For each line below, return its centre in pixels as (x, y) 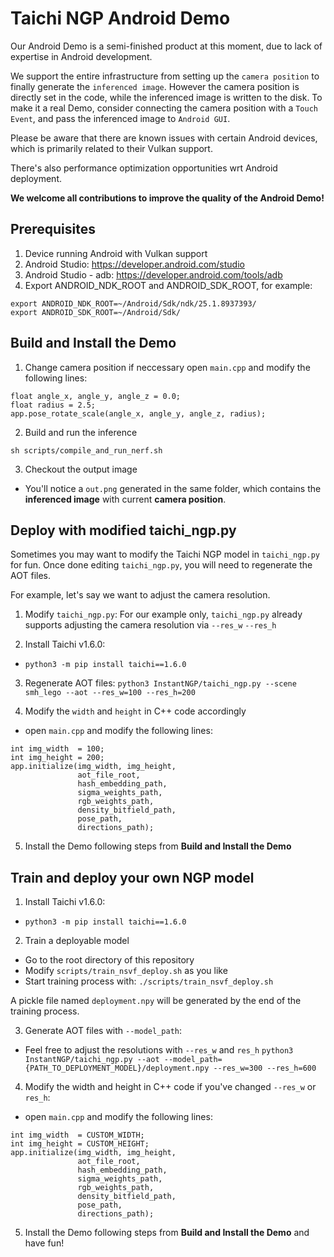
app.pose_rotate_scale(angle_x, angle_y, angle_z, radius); (138, 413)
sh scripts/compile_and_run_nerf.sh (86, 450)
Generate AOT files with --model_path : (103, 1031)
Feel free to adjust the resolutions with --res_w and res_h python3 (159, 1050)
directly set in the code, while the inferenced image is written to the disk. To (166, 97)
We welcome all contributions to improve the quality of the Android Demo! (167, 198)
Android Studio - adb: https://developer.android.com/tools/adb (153, 274)
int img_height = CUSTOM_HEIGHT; (80, 1144)
